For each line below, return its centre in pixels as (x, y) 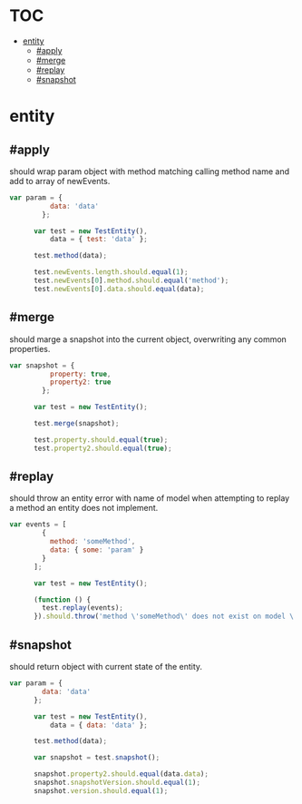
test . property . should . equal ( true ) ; (101, 440)
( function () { (62, 600)
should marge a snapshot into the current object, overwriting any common (148, 339)
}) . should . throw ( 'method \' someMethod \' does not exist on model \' (166, 617)
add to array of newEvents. (60, 181)
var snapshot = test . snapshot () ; (97, 758)
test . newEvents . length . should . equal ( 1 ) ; (111, 272)
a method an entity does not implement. (84, 508)
